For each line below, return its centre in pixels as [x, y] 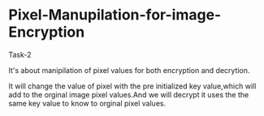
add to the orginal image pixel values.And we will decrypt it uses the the [129, 94]
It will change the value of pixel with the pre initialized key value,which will [132, 86]
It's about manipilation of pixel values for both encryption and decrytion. [129, 70]
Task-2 [20, 54]
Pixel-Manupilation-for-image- [115, 15]
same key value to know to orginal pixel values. [87, 103]
